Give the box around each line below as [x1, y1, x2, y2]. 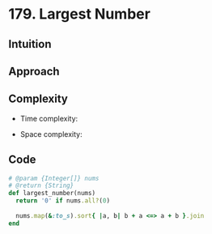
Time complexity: [19, 113, 78, 123]
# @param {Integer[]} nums [8, 174, 100, 182]
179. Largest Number [8, 5, 151, 23]
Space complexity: [19, 129, 83, 138]
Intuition [8, 37, 52, 51]
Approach [8, 64, 60, 78]
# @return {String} [8, 181, 74, 190]
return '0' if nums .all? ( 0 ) [15, 197, 111, 205]
